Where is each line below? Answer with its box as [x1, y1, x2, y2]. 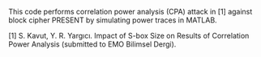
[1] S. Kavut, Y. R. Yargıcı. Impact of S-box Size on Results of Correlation [8, 31, 250, 40]
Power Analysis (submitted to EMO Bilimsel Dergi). [8, 39, 177, 49]
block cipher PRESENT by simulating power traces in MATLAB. [8, 15, 217, 25]
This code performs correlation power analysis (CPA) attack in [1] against [8, 7, 253, 16]
